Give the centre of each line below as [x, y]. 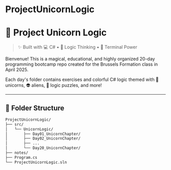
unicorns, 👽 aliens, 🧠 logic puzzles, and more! [54, 86]
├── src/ [15, 124]
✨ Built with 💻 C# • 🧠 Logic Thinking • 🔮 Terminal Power [77, 47]
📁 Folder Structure [35, 108]
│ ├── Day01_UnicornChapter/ [43, 134]
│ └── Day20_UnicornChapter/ [43, 148]
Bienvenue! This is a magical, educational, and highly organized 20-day [80, 59]
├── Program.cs [21, 157]
